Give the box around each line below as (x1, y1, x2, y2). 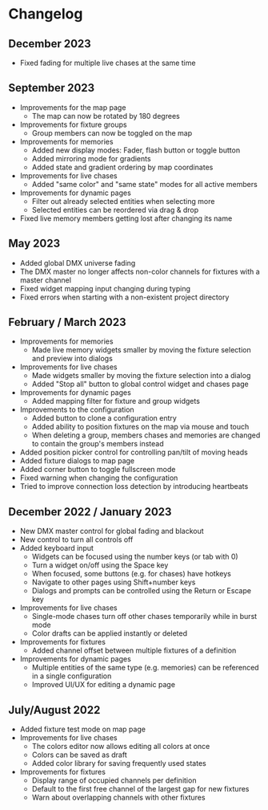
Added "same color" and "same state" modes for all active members (31, 179, 258, 189)
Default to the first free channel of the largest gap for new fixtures (31, 784, 250, 794)
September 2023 (8, 81, 95, 95)
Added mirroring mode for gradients (31, 153, 151, 163)
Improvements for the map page (19, 102, 126, 112)
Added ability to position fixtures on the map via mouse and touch (31, 422, 250, 432)
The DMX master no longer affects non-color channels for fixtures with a (19, 267, 260, 276)
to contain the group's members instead (31, 439, 164, 449)
